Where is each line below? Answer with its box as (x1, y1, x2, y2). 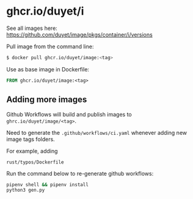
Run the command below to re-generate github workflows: (6, 170, 154, 177)
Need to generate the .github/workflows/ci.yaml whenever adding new (6, 129, 188, 136)
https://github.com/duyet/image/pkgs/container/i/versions (6, 31, 153, 38)
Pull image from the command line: (6, 43, 94, 50)
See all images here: (6, 24, 58, 32)
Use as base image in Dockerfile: (6, 65, 90, 73)
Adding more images (6, 95, 87, 105)
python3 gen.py (6, 187, 45, 194)
